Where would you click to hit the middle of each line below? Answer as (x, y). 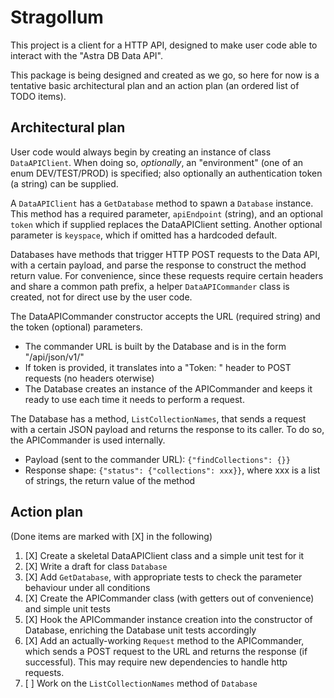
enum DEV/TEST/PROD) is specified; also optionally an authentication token (166, 173)
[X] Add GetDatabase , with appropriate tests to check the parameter (163, 577)
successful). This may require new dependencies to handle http (156, 662)
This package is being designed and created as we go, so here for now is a (165, 75)
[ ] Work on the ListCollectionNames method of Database (141, 683)
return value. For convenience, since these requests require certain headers (167, 275)
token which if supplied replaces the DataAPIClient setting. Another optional (166, 224)
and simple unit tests (67, 608)
